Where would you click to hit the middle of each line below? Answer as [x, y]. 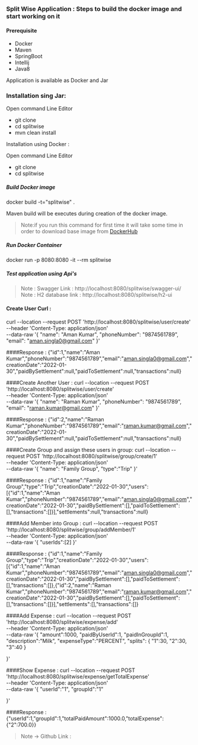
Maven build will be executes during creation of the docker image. [87, 214]
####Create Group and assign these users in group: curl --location [88, 449]
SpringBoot [28, 56]
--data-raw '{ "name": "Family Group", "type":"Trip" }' [72, 468]
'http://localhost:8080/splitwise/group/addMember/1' [71, 530]
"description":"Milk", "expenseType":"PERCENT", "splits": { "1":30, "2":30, [96, 641]
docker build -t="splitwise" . [41, 202]
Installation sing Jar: [36, 96]
